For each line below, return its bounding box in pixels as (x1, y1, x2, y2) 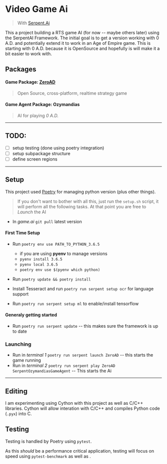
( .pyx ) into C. (5, 411, 32, 417)
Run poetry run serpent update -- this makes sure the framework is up (12, 323, 159, 329)
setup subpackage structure (12, 150, 71, 156)
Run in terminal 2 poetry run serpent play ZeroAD (12, 363, 116, 369)
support (12, 291, 29, 297)
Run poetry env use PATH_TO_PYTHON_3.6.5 (12, 241, 100, 247)
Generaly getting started (5, 312, 57, 318)
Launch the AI (17, 209, 46, 215)
